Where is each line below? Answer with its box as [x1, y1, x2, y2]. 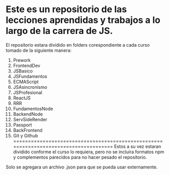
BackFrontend [13, 127, 43, 133]
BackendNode [13, 111, 43, 117]
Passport [13, 122, 32, 128]
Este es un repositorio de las [6, 4, 127, 15]
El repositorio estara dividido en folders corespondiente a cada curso [6, 42, 150, 48]
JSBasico [13, 67, 33, 74]
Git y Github [13, 132, 38, 138]
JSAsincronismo [13, 84, 48, 90]
